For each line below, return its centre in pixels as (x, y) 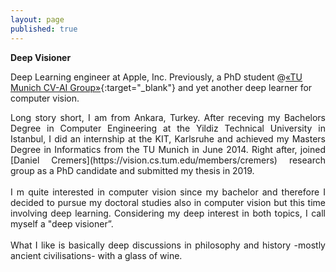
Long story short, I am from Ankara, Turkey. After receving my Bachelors (168, 117)
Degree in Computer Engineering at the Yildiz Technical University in (168, 128)
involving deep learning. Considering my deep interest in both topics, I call (168, 213)
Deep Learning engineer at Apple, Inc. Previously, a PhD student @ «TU (156, 77)
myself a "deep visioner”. (62, 223)
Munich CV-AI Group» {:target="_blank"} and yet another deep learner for (161, 87)
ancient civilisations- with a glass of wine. (96, 255)
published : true (44, 29)
